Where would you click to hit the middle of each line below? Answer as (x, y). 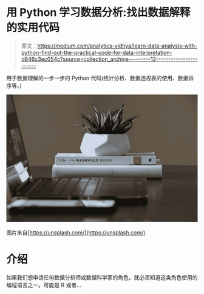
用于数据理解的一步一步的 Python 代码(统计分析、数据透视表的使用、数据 (97, 78)
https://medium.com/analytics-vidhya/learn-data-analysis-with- (117, 46)
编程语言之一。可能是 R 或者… (44, 285)
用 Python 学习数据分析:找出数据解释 (98, 12)
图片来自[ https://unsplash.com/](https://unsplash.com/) (76, 233)
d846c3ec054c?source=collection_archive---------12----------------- (109, 59)
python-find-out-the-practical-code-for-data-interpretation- (97, 52)
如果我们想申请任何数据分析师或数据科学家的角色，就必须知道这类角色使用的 (102, 278)
